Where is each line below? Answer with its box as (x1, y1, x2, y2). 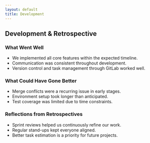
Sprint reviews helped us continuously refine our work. (12, 122, 121, 127)
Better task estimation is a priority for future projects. (12, 132, 118, 138)
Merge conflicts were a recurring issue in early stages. (12, 88, 121, 95)
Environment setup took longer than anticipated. (12, 94, 108, 99)
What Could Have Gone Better (5, 78, 77, 84)
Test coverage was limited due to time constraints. (12, 99, 113, 105)
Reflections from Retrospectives (5, 111, 83, 118)
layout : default (5, 7, 38, 12)
